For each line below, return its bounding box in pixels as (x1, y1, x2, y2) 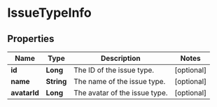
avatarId (10, 88, 40, 97)
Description (100, 54, 141, 63)
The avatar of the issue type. (73, 88, 168, 97)
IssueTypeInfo (7, 5, 92, 21)
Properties (7, 33, 55, 45)
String (45, 77, 67, 86)
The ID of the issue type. (73, 65, 155, 75)
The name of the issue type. (73, 77, 166, 86)
